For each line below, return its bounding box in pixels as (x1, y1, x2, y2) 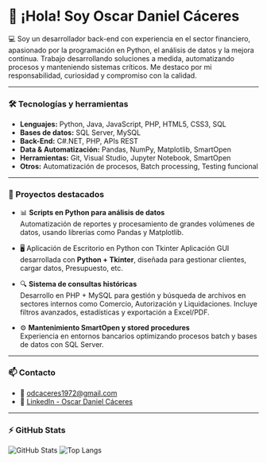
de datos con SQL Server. (19, 339, 105, 349)
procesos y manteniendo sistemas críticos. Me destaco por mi (8, 62, 212, 71)
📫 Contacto (8, 367, 56, 378)
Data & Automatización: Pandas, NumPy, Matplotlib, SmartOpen (19, 145, 232, 154)
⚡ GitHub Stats (8, 424, 66, 435)
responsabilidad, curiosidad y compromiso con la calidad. (8, 71, 197, 80)
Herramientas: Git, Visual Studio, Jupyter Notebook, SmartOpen (19, 153, 231, 163)
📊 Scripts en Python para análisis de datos (19, 207, 165, 217)
